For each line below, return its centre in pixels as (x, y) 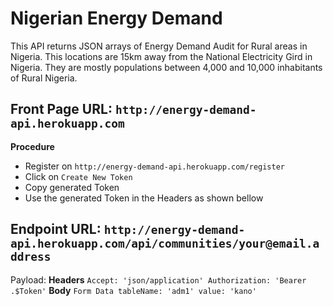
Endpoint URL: (56, 229)
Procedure (32, 146)
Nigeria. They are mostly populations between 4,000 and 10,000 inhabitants (166, 67)
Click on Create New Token (78, 176)
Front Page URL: (61, 109)
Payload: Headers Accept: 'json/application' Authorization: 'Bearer (158, 279)
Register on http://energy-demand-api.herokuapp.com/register (155, 166)
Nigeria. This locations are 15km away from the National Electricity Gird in (161, 56)
